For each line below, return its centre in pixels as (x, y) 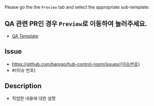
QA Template (25, 36)
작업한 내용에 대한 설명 (34, 99)
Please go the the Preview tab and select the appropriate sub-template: (77, 7)
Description (23, 86)
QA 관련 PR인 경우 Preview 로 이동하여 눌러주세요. (76, 24)
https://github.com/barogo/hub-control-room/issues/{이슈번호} (76, 64)
